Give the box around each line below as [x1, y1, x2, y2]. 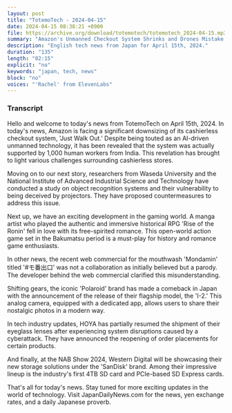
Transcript [7, 104, 43, 113]
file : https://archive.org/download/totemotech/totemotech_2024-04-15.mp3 [7, 29, 227, 37]
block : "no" [7, 74, 41, 81]
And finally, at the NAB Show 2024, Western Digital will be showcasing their [7, 355, 222, 363]
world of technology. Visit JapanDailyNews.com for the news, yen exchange [7, 390, 224, 398]
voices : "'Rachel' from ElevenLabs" [7, 81, 113, 88]
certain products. [7, 341, 57, 349]
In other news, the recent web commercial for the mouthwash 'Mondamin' [7, 255, 218, 263]
